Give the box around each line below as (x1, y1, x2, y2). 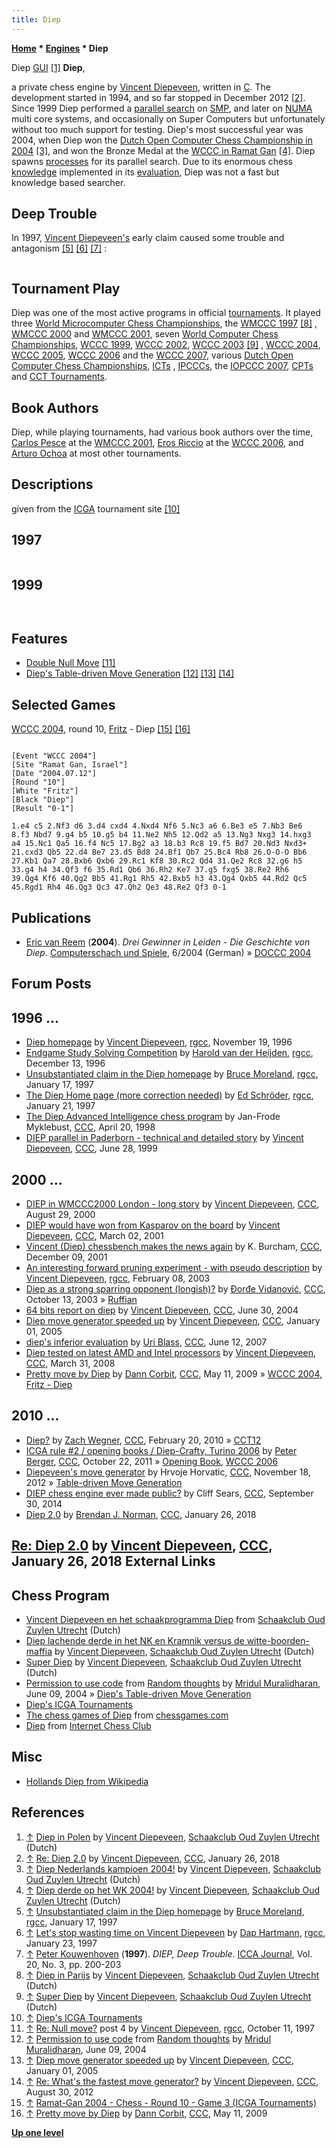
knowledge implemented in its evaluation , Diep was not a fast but (11, 166, 280, 178)
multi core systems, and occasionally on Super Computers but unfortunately (11, 112, 326, 125)
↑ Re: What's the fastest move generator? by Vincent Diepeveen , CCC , (25, 2075, 319, 2087)
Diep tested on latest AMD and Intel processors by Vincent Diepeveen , (25, 1346, 317, 1358)
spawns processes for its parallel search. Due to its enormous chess (11, 155, 294, 167)
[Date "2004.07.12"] (11, 769, 98, 779)
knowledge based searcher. (11, 176, 126, 188)
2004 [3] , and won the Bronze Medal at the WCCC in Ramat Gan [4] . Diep (11, 144, 316, 156)
